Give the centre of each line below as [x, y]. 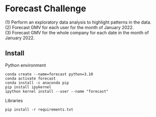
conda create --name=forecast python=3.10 [49, 74]
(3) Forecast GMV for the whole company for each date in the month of [77, 32]
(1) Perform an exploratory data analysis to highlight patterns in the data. [78, 22]
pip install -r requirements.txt [39, 109]
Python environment [26, 65]
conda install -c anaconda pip [37, 83]
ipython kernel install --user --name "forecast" [57, 91]
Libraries [14, 100]
